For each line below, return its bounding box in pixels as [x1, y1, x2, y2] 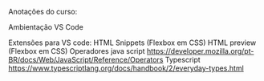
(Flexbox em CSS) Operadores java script [8, 47, 146, 55]
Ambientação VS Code [8, 22, 84, 31]
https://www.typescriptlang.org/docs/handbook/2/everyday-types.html [8, 63, 245, 73]
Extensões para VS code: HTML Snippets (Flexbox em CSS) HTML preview [8, 38, 257, 47]
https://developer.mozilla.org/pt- [147, 47, 254, 55]
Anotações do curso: [8, 7, 78, 16]
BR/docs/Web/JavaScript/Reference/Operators [8, 55, 164, 64]
